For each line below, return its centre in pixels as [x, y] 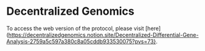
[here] [153, 28]
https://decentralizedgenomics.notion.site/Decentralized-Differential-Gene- [103, 34]
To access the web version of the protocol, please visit [75, 28]
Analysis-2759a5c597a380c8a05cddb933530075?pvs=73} [81, 41]
